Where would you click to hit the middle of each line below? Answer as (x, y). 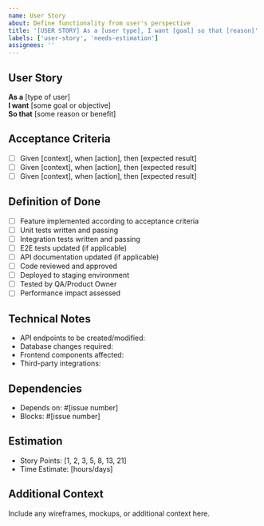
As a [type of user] (39, 97)
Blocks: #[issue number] (60, 416)
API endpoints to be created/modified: (83, 338)
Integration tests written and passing (80, 239)
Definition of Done (55, 202)
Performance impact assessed (70, 293)
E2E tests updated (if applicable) (73, 247)
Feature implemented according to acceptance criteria (109, 221)
